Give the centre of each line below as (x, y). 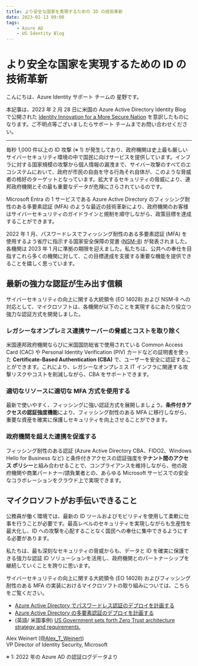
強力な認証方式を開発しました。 (45, 314)
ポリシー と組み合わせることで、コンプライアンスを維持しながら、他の (98, 465)
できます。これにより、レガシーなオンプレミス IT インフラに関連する (100, 367)
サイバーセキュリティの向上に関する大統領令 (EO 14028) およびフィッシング (98, 578)
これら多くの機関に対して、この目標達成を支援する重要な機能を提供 (99, 256)
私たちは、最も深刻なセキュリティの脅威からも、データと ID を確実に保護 (95, 551)
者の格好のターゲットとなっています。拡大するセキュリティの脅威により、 (96, 179)
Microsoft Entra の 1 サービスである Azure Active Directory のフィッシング (95, 199)
